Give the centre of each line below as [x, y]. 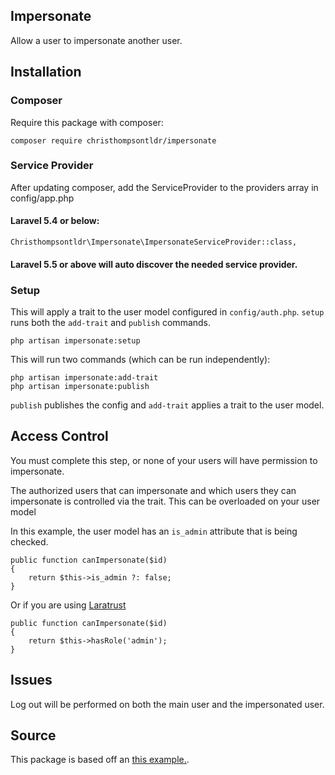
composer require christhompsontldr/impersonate [113, 140]
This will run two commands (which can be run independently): [140, 359]
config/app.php [42, 198]
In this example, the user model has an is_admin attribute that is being [154, 531]
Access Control [59, 436]
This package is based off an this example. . [100, 760]
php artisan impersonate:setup [75, 340]
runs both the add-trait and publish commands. [111, 322]
